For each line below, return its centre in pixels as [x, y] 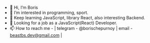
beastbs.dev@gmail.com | [36, 35]
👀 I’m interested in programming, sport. [49, 13]
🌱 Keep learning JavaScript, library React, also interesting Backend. [77, 18]
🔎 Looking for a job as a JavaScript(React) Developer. [63, 23]
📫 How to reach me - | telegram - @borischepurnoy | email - [71, 28]
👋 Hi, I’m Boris [24, 7]
